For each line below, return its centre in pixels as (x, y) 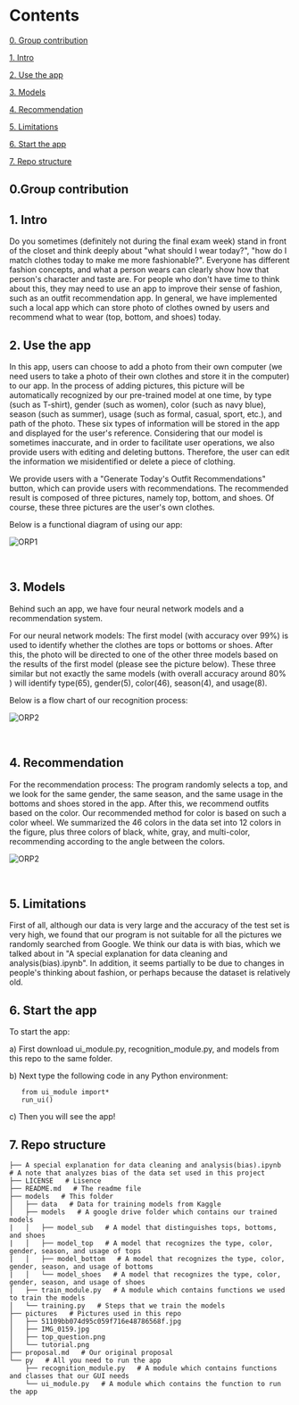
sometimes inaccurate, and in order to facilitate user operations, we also (142, 442)
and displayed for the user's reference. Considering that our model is (136, 433)
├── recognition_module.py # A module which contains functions (151, 1368)
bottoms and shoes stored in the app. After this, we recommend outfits (139, 803)
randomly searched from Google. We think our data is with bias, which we (145, 944)
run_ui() (37, 1100)
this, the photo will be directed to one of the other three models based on (144, 654)
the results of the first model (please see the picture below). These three (143, 664)
